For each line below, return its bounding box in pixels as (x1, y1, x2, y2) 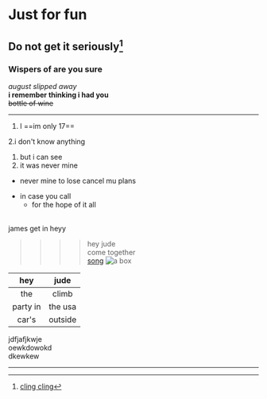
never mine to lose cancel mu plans (19, 176, 137, 185)
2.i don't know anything (8, 137, 86, 146)
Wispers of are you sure (8, 64, 103, 75)
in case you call (19, 191, 72, 200)
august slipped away (8, 81, 77, 91)
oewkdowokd (8, 343, 52, 352)
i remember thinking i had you (8, 90, 109, 99)
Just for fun (8, 6, 87, 24)
